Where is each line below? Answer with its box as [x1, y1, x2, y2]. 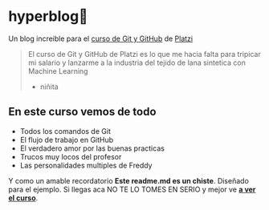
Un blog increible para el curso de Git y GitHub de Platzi [8, 34, 194, 43]
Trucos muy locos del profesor [19, 151, 122, 161]
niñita [39, 82, 59, 91]
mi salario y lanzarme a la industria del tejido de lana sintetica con [27, 58, 247, 67]
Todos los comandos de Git [19, 126, 111, 135]
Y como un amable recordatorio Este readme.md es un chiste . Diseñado [8, 176, 249, 185]
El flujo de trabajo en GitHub [19, 135, 114, 144]
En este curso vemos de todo [8, 105, 157, 119]
